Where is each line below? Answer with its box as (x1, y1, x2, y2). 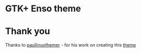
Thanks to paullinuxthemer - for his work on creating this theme (5, 42, 136, 48)
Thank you (5, 26, 50, 37)
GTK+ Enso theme (5, 3, 81, 14)
